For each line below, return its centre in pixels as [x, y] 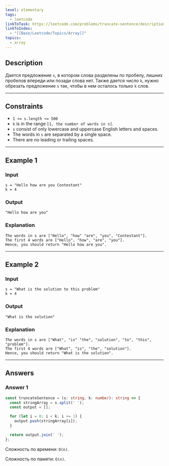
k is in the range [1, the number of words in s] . [63, 124]
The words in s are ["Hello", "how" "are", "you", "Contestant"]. [76, 236]
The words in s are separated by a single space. [62, 134]
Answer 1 [17, 387]
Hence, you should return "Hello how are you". [56, 245]
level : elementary [24, 10]
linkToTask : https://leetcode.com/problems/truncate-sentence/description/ [86, 24]
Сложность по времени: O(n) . [37, 449]
